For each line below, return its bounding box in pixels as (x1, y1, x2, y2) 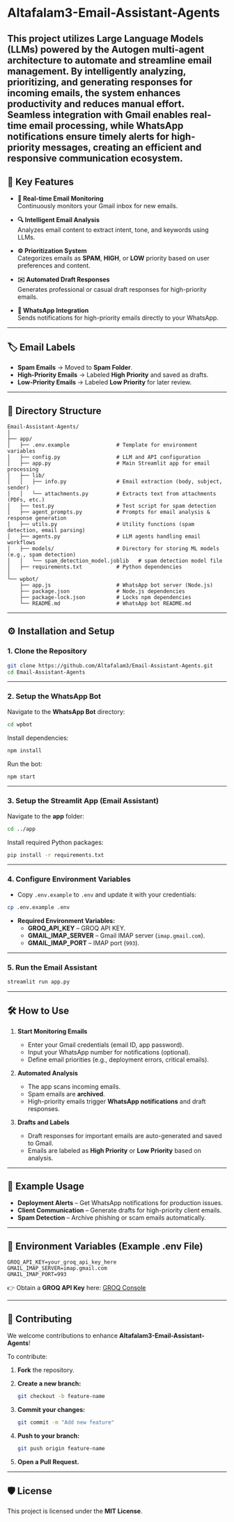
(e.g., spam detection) (7, 552, 77, 559)
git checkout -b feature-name (17, 1393, 106, 1400)
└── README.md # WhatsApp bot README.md (19, 600, 192, 607)
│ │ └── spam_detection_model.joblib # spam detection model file (7, 557, 223, 565)
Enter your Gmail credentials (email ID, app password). (27, 1040, 185, 1049)
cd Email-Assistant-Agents (7, 669, 86, 676)
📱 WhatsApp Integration (17, 306, 89, 315)
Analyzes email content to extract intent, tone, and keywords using (17, 226, 209, 234)
